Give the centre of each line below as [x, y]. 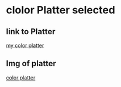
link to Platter [31, 32]
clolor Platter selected [61, 10]
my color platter [25, 45]
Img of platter [31, 64]
